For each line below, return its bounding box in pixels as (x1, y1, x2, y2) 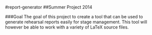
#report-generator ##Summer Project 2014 (5, 4, 92, 10)
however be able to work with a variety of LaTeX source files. (5, 24, 129, 30)
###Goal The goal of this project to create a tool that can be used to (5, 14, 143, 19)
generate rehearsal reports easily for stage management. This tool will (5, 19, 148, 25)
